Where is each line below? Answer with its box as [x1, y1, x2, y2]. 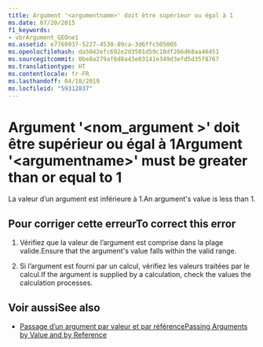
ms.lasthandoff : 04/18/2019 [8, 77, 100, 85]
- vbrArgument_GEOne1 [8, 33, 79, 42]
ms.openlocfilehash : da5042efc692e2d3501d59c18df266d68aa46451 [8, 48, 220, 56]
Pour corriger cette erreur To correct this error [8, 217, 236, 230]
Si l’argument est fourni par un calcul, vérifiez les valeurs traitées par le [19, 261, 250, 271]
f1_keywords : [8, 26, 51, 34]
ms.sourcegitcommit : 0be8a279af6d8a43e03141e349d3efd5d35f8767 [8, 56, 220, 64]
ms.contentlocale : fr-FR [8, 70, 89, 78]
